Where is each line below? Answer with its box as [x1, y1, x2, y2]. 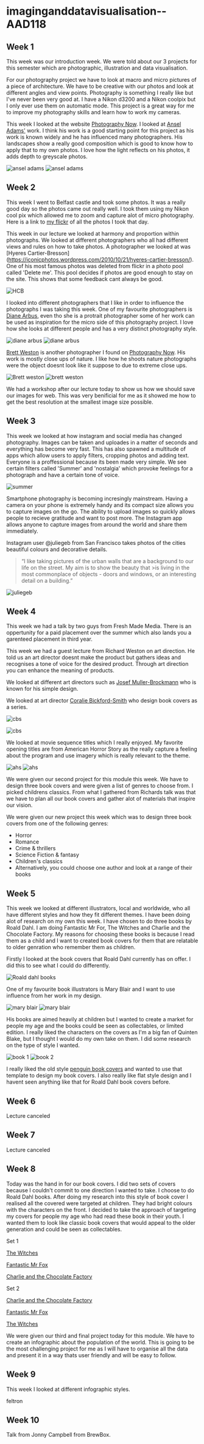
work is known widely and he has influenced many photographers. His [6, 133, 183, 140]
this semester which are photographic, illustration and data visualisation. [6, 64, 188, 71]
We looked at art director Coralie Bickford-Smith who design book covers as [6, 697, 198, 704]
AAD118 [6, 17, 47, 31]
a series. [6, 704, 28, 711]
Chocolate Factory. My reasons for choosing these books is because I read [6, 930, 195, 938]
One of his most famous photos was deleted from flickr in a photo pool [6, 262, 184, 269]
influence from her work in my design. [6, 992, 102, 999]
